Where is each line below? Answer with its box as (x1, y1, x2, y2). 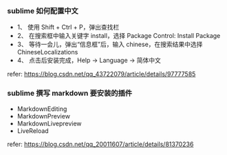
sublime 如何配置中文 (7, 6, 79, 15)
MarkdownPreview (17, 112, 71, 120)
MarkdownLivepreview (17, 119, 82, 127)
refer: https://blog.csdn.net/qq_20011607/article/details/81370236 (7, 140, 194, 148)
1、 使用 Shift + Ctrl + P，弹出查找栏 (17, 23, 120, 32)
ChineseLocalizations (17, 48, 78, 56)
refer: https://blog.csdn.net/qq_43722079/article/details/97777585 (7, 70, 196, 79)
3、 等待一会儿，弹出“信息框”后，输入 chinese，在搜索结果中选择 (17, 40, 203, 49)
